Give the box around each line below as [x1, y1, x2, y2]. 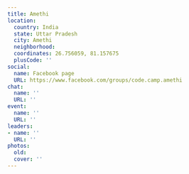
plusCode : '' [13, 57, 53, 64]
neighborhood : [13, 43, 55, 50]
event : [7, 103, 27, 110]
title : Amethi [7, 10, 50, 18]
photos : [7, 143, 31, 150]
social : [7, 63, 31, 70]
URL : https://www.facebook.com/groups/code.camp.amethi [13, 76, 183, 84]
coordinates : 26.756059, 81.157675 [13, 50, 119, 58]
